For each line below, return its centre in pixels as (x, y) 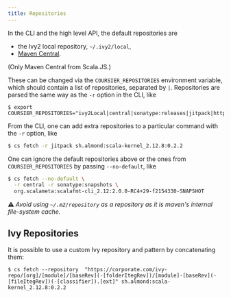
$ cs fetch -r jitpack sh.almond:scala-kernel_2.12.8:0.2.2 (96, 146)
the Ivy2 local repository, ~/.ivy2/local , (74, 46)
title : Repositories (37, 13)
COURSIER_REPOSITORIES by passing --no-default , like (82, 166)
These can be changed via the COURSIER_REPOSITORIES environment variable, (115, 80)
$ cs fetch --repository (43, 269)
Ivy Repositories (43, 233)
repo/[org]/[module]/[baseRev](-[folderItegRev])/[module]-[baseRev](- (112, 275)
